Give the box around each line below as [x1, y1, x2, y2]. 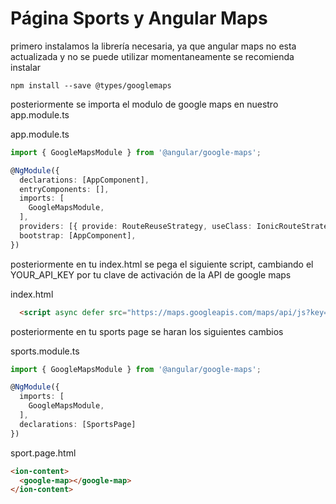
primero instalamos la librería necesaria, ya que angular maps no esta [10, 40, 297, 52]
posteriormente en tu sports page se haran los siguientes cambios [10, 325, 284, 337]
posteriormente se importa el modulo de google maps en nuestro [10, 98, 279, 110]
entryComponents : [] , [19, 184, 110, 194]
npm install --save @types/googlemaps [10, 80, 172, 91]
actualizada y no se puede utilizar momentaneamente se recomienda [10, 50, 295, 62]
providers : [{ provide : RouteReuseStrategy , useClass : [19, 222, 253, 232]
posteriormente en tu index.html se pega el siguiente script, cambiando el [10, 258, 314, 270]
